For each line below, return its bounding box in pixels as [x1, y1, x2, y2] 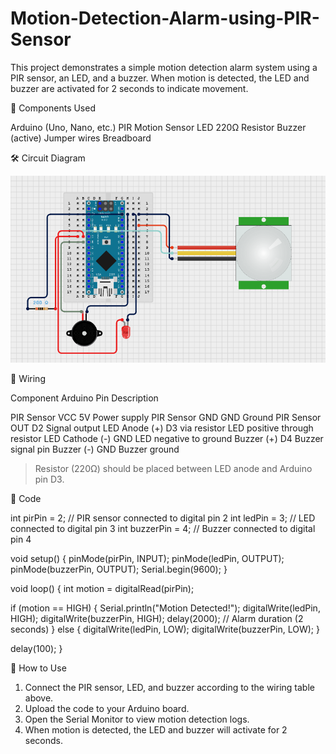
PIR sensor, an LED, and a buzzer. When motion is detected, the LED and [10, 72, 310, 84]
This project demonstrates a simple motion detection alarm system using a [10, 61, 318, 73]
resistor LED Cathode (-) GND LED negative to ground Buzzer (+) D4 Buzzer [10, 432, 324, 444]
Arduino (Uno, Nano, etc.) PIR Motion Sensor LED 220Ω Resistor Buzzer [10, 121, 307, 133]
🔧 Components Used [10, 102, 96, 114]
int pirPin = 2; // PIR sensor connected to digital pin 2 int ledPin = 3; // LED [10, 512, 316, 524]
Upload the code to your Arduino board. [24, 702, 190, 714]
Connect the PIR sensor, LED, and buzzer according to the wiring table [24, 681, 315, 693]
